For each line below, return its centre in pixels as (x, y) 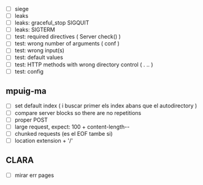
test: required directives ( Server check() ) (67, 37)
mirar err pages (34, 175)
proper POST (31, 120)
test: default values (39, 57)
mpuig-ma (26, 91)
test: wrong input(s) (40, 50)
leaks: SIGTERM (35, 30)
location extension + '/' (44, 140)
